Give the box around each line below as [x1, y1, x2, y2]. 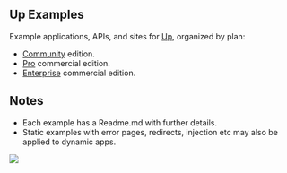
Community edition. [22, 48, 96, 59]
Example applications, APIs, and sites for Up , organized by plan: [9, 30, 246, 41]
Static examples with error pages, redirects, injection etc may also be [22, 126, 278, 137]
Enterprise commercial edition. [22, 67, 136, 78]
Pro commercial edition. [22, 57, 110, 68]
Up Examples [9, 7, 85, 22]
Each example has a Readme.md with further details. [22, 117, 218, 128]
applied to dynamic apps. [22, 136, 117, 147]
